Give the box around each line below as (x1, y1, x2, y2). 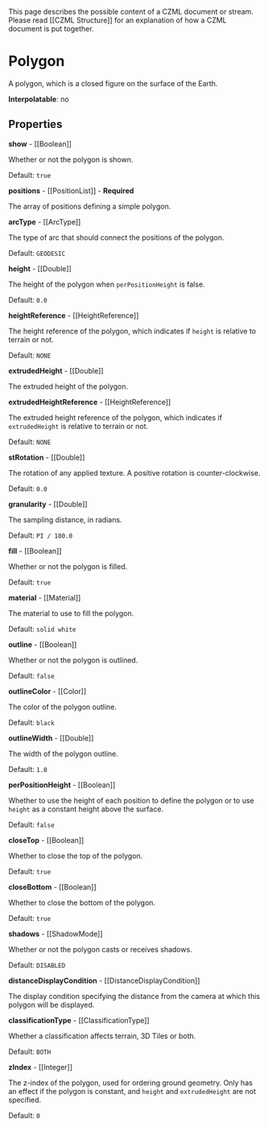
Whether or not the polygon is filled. (8, 561, 128, 571)
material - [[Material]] (8, 592, 81, 602)
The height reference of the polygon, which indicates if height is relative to (8, 326, 257, 336)
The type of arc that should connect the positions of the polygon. (8, 233, 225, 242)
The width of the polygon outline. (8, 749, 119, 758)
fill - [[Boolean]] (8, 546, 62, 555)
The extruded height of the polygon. (8, 382, 129, 391)
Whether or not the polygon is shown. (8, 155, 134, 164)
